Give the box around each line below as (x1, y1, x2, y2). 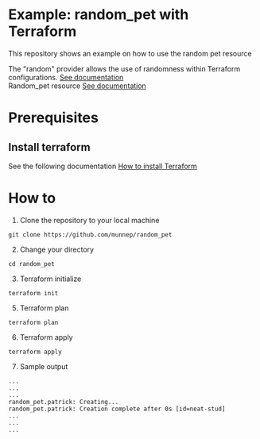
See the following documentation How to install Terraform (8, 161, 197, 171)
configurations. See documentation (8, 72, 124, 82)
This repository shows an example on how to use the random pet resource (8, 48, 252, 58)
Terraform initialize (19, 274, 82, 283)
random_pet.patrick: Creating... (8, 398, 119, 406)
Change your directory (19, 245, 94, 254)
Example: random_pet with (8, 6, 189, 24)
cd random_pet (8, 260, 56, 268)
